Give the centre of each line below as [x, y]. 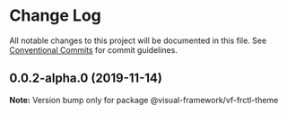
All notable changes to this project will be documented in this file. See [138, 40]
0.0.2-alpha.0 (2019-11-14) [86, 79]
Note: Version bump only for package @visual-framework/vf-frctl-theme [144, 100]
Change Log [55, 16]
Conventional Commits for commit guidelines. [93, 49]
